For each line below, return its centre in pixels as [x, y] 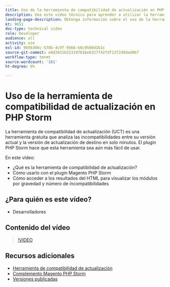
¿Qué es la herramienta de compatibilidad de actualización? [75, 167]
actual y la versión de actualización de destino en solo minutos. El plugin [81, 142]
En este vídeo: [20, 158]
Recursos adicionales [40, 256]
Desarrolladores [29, 211]
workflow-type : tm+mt [28, 57]
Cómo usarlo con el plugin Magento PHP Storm [62, 173]
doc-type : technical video [34, 29]
